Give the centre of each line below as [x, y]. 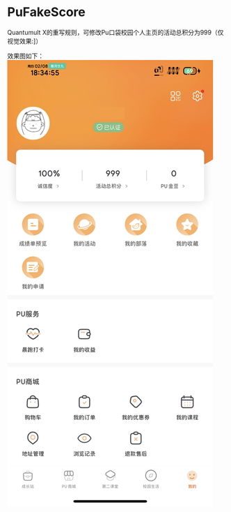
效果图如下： [25, 56]
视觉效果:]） [25, 41]
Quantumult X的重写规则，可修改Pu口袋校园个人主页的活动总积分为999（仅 [115, 32]
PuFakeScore [46, 12]
